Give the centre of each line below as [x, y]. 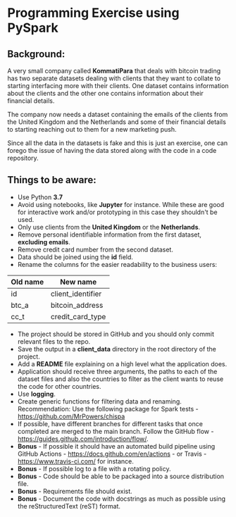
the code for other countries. [59, 386]
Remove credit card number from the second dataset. [95, 249]
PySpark [33, 28]
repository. [23, 158]
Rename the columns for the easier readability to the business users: [117, 264]
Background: [36, 54]
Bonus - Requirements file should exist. [75, 491]
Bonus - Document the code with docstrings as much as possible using [122, 499]
